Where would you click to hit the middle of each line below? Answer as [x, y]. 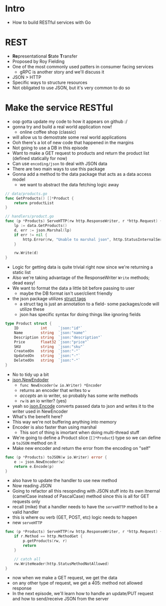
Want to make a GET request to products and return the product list [81, 153]
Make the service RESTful [59, 108]
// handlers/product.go [30, 217]
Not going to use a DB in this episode [50, 148]
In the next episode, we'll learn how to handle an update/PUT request [83, 594]
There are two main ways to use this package [59, 168]
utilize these [32, 309]
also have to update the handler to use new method [65, 481]
